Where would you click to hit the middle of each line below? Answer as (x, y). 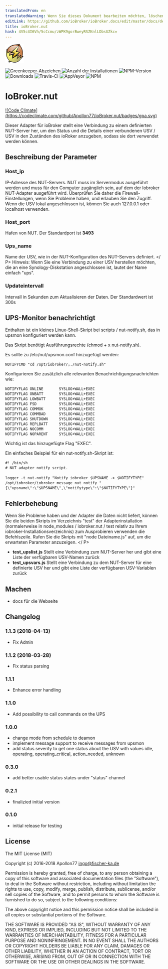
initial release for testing (37, 825)
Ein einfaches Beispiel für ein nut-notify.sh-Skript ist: (59, 453)
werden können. (22, 142)
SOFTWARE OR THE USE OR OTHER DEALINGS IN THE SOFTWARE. (75, 961)
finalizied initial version (36, 802)
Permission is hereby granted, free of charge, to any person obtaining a (79, 873)
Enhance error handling (36, 690)
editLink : (15, 21)
